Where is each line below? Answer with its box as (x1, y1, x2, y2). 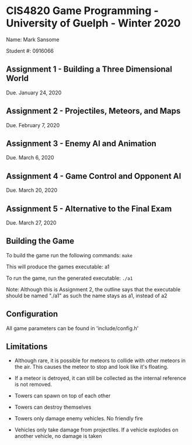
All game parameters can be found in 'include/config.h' (6, 324, 139, 332)
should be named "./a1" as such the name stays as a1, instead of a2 (6, 292, 167, 299)
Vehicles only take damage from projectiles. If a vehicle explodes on (14, 426, 179, 433)
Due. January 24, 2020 (6, 89, 62, 96)
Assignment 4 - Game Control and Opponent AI (6, 171, 181, 181)
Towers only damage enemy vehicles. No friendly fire (14, 415, 143, 422)
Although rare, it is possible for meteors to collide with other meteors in (14, 357, 186, 364)
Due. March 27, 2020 (6, 219, 57, 226)
